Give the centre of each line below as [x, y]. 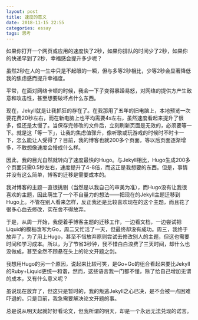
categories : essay [29, 28]
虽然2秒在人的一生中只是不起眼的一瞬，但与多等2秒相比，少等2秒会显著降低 [99, 71]
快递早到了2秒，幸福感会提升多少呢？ [57, 58]
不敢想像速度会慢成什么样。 [50, 147]
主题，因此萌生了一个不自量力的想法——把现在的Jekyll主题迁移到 [101, 194]
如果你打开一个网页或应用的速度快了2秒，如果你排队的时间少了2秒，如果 [95, 51]
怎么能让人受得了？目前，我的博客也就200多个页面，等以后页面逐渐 [99, 140]
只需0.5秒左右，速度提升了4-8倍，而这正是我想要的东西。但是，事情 [105, 167]
